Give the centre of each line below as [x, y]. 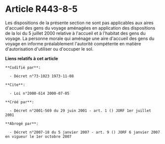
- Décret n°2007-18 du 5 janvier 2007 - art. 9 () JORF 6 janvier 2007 [85, 132]
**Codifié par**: [23, 68]
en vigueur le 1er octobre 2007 [38, 137]
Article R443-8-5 [41, 9]
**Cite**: [15, 85]
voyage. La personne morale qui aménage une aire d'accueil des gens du [80, 38]
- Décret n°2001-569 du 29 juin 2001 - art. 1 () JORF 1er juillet [81, 110]
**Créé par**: [20, 102]
